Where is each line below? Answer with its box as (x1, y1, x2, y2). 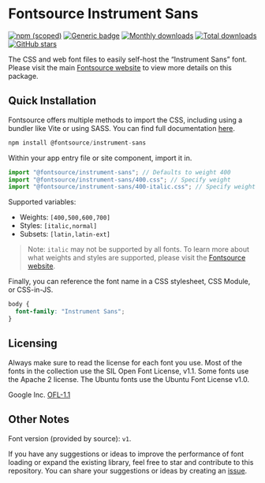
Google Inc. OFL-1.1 (8, 390, 71, 399)
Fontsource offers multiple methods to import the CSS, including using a (8, 115, 243, 125)
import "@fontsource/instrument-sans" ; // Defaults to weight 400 (8, 168, 231, 176)
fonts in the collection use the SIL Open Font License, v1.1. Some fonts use (8, 366, 249, 376)
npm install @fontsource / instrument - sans (8, 139, 147, 147)
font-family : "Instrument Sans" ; (15, 308, 125, 316)
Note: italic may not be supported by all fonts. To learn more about (27, 245, 250, 254)
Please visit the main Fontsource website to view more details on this (8, 62, 233, 72)
